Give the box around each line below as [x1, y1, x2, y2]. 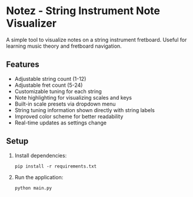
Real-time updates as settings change [14, 119, 107, 126]
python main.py [14, 185, 52, 191]
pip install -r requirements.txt [14, 163, 97, 169]
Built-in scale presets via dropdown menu [14, 100, 116, 107]
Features [6, 60, 39, 70]
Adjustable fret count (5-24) [14, 81, 83, 88]
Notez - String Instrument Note [6, 4, 161, 18]
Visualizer [6, 17, 57, 30]
